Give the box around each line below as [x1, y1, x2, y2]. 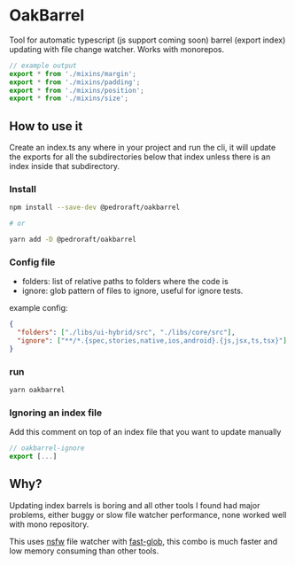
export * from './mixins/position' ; [9, 86, 144, 95]
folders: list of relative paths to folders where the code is [21, 276, 229, 287]
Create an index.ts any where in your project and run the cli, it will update [9, 143, 276, 153]
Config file [9, 256, 56, 268]
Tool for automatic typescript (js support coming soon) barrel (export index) [9, 35, 286, 45]
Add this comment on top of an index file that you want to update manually [9, 427, 282, 437]
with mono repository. [9, 519, 89, 530]
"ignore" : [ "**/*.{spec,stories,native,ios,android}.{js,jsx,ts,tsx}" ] [17, 337, 288, 345]
